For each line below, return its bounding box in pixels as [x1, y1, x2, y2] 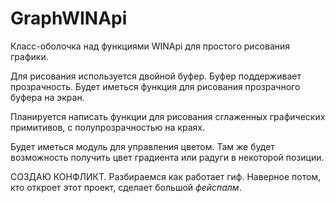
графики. [10, 50, 49, 62]
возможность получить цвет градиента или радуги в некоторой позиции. [10, 151, 325, 163]
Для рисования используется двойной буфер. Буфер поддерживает [10, 70, 302, 82]
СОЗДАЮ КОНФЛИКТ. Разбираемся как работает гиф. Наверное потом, [10, 170, 322, 182]
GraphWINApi [10, 7, 128, 30]
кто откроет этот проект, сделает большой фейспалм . [10, 181, 242, 193]
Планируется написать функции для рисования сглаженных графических [10, 110, 326, 122]
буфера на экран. [10, 91, 85, 103]
